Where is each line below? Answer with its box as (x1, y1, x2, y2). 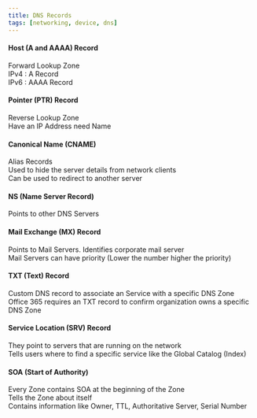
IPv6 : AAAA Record (8, 77, 73, 87)
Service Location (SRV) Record (8, 324, 112, 333)
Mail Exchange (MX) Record (8, 227, 101, 236)
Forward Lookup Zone (8, 61, 80, 70)
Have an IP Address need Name (8, 121, 112, 131)
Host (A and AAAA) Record (8, 43, 98, 53)
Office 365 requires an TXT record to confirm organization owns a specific (8, 297, 250, 306)
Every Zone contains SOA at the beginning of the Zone (8, 385, 185, 394)
